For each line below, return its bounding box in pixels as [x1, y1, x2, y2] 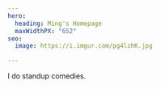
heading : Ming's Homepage [15, 19, 103, 28]
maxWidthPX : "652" [15, 27, 78, 35]
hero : [7, 11, 26, 20]
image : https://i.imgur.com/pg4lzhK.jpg [15, 42, 153, 50]
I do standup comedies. [7, 71, 87, 81]
